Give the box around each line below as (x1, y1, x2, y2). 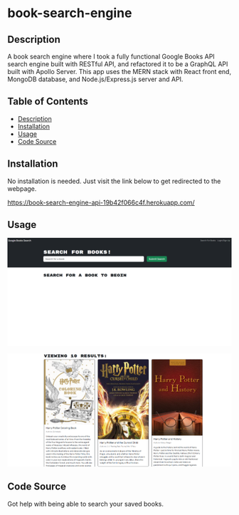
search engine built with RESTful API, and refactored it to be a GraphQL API (7, 60, 228, 68)
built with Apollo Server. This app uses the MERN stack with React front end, (7, 68, 232, 76)
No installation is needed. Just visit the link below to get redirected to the (7, 177, 221, 185)
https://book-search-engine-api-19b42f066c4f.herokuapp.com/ (7, 198, 196, 207)
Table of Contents (7, 95, 89, 108)
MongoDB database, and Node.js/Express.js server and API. (7, 75, 184, 83)
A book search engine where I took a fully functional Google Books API (7, 52, 215, 61)
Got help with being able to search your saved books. (7, 499, 164, 508)
